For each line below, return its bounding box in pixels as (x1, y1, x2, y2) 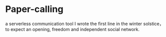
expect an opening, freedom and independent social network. (10, 26, 140, 32)
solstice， (143, 20, 164, 26)
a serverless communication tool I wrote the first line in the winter (5, 20, 142, 26)
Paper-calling (5, 3, 63, 15)
